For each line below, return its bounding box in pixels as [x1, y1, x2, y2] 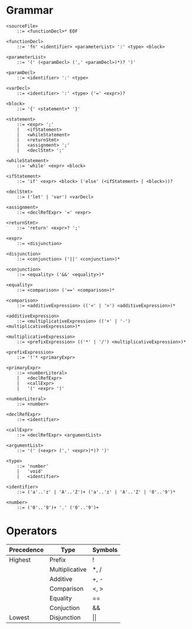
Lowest [9, 613, 30, 621]
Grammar [6, 4, 54, 17]
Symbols [92, 546, 118, 554]
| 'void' [17, 468, 44, 474]
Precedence [9, 546, 44, 554]
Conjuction [49, 604, 80, 612]
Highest [9, 556, 31, 564]
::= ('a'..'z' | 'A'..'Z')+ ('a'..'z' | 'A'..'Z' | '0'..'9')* [17, 489, 176, 495]
